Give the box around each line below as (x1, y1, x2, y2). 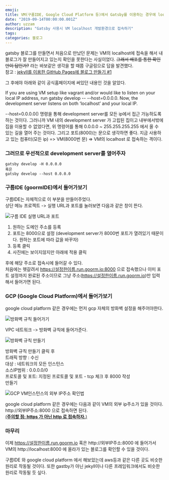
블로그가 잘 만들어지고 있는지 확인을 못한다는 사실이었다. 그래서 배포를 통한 (5, 56, 152, 62)
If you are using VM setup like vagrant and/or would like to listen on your (5, 89, 155, 96)
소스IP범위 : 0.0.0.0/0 (5, 367, 48, 373)
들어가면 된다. (14, 279, 42, 285)
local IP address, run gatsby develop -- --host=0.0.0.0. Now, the (5, 95, 138, 101)
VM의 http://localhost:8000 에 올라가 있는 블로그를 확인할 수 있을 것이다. (5, 446, 150, 452)
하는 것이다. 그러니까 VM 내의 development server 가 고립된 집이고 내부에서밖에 (5, 117, 163, 123)
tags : (5, 31, 17, 36)
